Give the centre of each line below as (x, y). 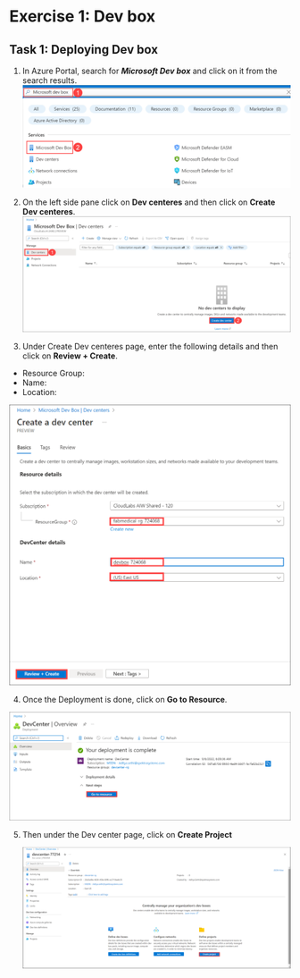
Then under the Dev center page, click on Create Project (127, 835)
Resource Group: (53, 374)
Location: (39, 392)
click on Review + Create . (70, 356)
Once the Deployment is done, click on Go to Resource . (125, 699)
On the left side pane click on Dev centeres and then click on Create (149, 202)
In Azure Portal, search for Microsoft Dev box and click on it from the (150, 71)
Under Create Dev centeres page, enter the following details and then (150, 347)
